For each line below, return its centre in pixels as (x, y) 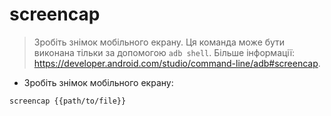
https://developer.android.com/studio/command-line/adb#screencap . (177, 63)
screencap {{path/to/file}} (68, 101)
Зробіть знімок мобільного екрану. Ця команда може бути (159, 42)
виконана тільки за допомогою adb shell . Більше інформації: (164, 52)
